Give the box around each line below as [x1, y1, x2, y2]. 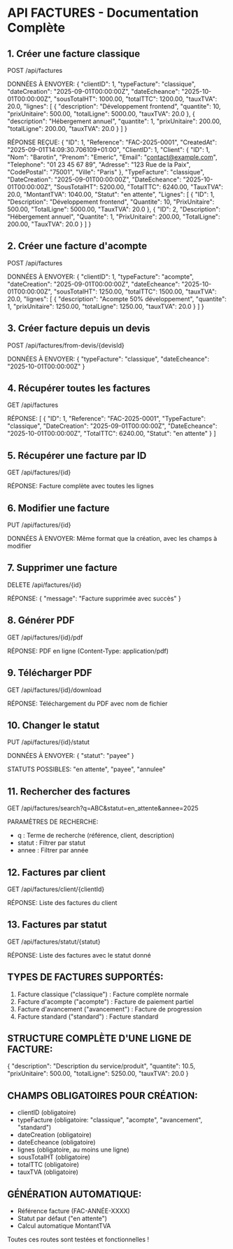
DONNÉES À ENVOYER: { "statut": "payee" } [7, 752, 134, 760]
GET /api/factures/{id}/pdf [7, 633, 83, 642]
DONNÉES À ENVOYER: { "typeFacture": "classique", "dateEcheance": [7, 354, 210, 363]
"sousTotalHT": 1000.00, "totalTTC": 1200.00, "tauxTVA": [53, 95, 218, 103]
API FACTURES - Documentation [7, 5, 199, 21]
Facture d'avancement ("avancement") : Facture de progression [17, 1005, 202, 1013]
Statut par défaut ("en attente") [17, 1214, 107, 1222]
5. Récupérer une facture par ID [7, 450, 147, 462]
